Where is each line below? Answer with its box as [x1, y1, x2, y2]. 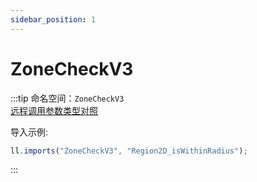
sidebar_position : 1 [10, 14, 97, 25]
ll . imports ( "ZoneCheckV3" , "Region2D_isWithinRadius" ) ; [10, 146, 248, 156]
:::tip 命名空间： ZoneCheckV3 [10, 92, 125, 104]
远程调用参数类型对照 [10, 104, 98, 116]
